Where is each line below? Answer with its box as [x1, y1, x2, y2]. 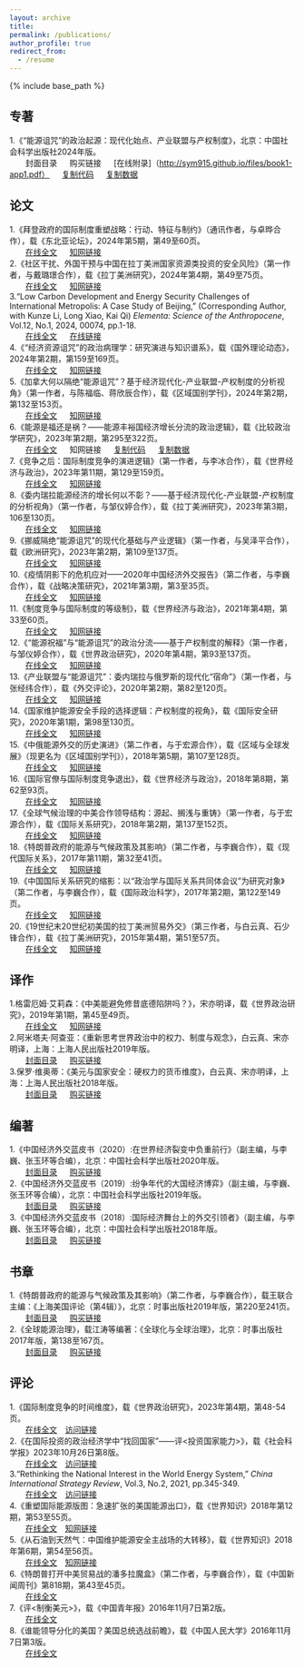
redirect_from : [9, 47, 67, 56]
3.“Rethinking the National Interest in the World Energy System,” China [9, 1468, 273, 1479]
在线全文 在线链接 [25, 330, 102, 341]
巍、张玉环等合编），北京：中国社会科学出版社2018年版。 [9, 1223, 222, 1235]
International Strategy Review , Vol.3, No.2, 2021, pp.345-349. [9, 1477, 240, 1489]
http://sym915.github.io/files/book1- [158, 157, 293, 168]
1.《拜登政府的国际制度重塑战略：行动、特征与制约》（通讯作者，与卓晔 [9, 223, 274, 234]
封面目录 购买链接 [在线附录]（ [25, 157, 160, 168]
